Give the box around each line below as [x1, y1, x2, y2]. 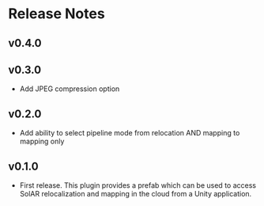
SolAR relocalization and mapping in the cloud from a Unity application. [19, 189, 252, 199]
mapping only [19, 136, 65, 147]
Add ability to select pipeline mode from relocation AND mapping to [19, 128, 240, 138]
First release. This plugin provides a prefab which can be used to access [19, 181, 257, 190]
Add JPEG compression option [19, 84, 120, 93]
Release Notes [8, 5, 105, 23]
